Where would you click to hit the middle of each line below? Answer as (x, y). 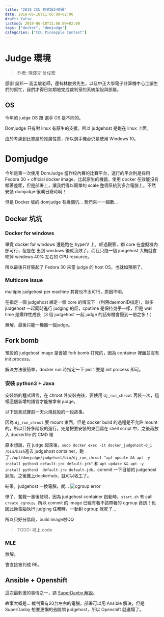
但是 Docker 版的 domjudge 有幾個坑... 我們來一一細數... (62, 202)
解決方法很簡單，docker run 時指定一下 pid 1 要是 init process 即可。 (74, 370)
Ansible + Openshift (36, 580)
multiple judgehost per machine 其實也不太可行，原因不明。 (66, 292)
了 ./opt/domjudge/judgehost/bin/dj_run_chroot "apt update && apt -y (78, 457)
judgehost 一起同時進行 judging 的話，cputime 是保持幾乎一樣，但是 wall (79, 308)
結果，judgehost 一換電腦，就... (37, 486)
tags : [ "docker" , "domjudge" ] (36, 28)
